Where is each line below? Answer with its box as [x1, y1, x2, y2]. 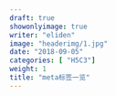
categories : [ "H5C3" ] [9, 56, 96, 65]
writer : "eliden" [9, 30, 76, 39]
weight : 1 [9, 65, 47, 74]
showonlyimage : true [9, 22, 89, 31]
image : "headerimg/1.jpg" [9, 38, 108, 48]
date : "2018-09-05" [9, 48, 84, 57]
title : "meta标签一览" [9, 73, 90, 82]
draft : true [9, 13, 55, 23]
